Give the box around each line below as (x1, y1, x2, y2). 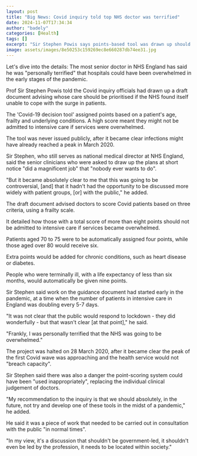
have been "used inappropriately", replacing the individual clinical (6, 378, 165, 385)
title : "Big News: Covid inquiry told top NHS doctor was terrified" (6, 14, 181, 20)
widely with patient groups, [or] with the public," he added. (6, 189, 149, 196)
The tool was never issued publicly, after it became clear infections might (6, 135, 183, 142)
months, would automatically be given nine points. (6, 277, 128, 284)
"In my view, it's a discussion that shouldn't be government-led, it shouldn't (6, 437, 189, 444)
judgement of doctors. (6, 384, 61, 391)
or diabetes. (6, 259, 35, 267)
